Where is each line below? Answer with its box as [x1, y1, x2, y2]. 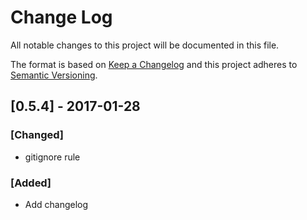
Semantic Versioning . [10, 69, 98, 81]
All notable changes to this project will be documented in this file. [10, 39, 280, 51]
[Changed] [10, 128, 64, 142]
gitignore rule [24, 151, 81, 163]
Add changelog [24, 198, 89, 210]
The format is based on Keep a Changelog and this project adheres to [10, 58, 298, 70]
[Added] [10, 176, 52, 190]
